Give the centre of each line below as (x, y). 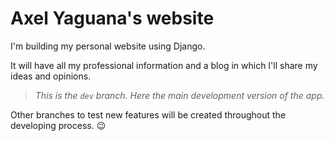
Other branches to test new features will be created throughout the (148, 114)
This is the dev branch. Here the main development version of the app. (179, 95)
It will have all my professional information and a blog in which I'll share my (164, 65)
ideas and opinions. (51, 76)
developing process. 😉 (58, 125)
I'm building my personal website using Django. (108, 46)
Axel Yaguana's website (112, 18)
